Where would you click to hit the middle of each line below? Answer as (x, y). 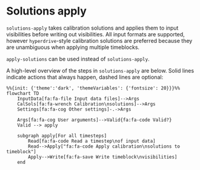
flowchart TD (23, 93)
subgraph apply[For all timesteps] (62, 136)
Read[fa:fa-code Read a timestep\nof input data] (92, 141)
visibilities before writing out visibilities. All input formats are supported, (95, 34)
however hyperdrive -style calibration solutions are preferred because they (99, 41)
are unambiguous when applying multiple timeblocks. (73, 47)
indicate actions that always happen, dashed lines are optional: (85, 77)
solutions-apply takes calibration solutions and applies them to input (92, 28)
